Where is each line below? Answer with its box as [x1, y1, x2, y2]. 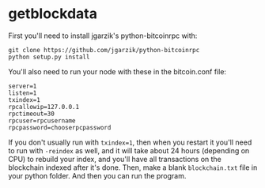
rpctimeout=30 [8, 110, 55, 118]
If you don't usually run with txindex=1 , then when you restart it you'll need [8, 137, 252, 147]
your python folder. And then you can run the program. [8, 171, 187, 180]
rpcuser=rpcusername [8, 116, 77, 125]
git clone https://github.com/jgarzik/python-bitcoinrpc [8, 46, 200, 54]
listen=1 [8, 88, 37, 97]
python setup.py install [8, 53, 90, 61]
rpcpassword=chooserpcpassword [8, 123, 112, 131]
